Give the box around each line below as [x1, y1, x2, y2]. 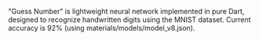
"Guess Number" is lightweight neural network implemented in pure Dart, [8, 7, 245, 16]
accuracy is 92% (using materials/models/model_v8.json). [8, 24, 195, 32]
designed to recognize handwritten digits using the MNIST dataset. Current [8, 15, 251, 24]
